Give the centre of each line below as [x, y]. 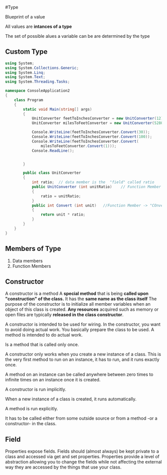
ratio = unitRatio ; [61, 196]
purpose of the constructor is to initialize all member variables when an [78, 304]
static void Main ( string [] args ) [58, 109]
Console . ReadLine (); [53, 151]
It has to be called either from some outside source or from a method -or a [81, 418]
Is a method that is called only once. [42, 345]
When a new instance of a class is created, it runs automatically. [71, 399]
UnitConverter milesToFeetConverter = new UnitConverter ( [93, 123]
